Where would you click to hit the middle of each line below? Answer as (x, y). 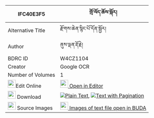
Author (16, 46)
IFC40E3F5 (31, 14)
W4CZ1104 (74, 58)
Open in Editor (86, 86)
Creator (17, 67)
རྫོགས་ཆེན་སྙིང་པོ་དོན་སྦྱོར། (83, 28)
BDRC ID (18, 58)
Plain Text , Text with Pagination (105, 95)
